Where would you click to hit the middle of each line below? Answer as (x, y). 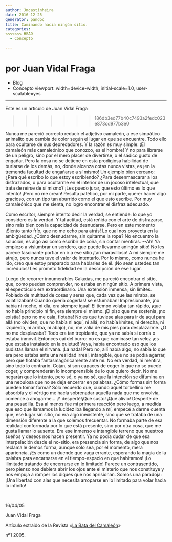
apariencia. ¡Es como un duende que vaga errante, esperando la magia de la (86, 453)
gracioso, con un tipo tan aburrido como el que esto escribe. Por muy (79, 199)
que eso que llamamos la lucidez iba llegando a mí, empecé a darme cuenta (85, 409)
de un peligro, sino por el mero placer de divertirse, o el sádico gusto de (81, 155)
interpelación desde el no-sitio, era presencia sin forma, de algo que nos (82, 442)
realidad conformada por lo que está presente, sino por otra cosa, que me (83, 425)
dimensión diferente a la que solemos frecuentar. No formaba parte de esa (84, 420)
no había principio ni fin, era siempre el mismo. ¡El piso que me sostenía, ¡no (85, 311)
